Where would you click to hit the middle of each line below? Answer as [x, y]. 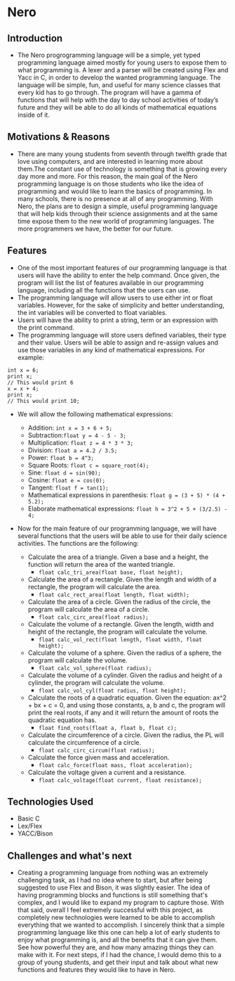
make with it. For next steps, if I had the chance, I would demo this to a [120, 955]
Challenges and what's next [69, 855]
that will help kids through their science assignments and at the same [117, 213]
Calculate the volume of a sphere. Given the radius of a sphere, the [125, 653]
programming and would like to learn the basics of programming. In [115, 191]
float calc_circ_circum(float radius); [97, 750]
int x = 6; [23, 370]
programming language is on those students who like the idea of [110, 184]
